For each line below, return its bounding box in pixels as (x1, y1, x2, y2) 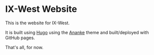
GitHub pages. (5, 35, 35, 41)
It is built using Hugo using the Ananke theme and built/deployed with (5, 29, 149, 35)
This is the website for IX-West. (5, 20, 70, 26)
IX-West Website (5, 3, 77, 15)
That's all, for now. (5, 44, 44, 50)
